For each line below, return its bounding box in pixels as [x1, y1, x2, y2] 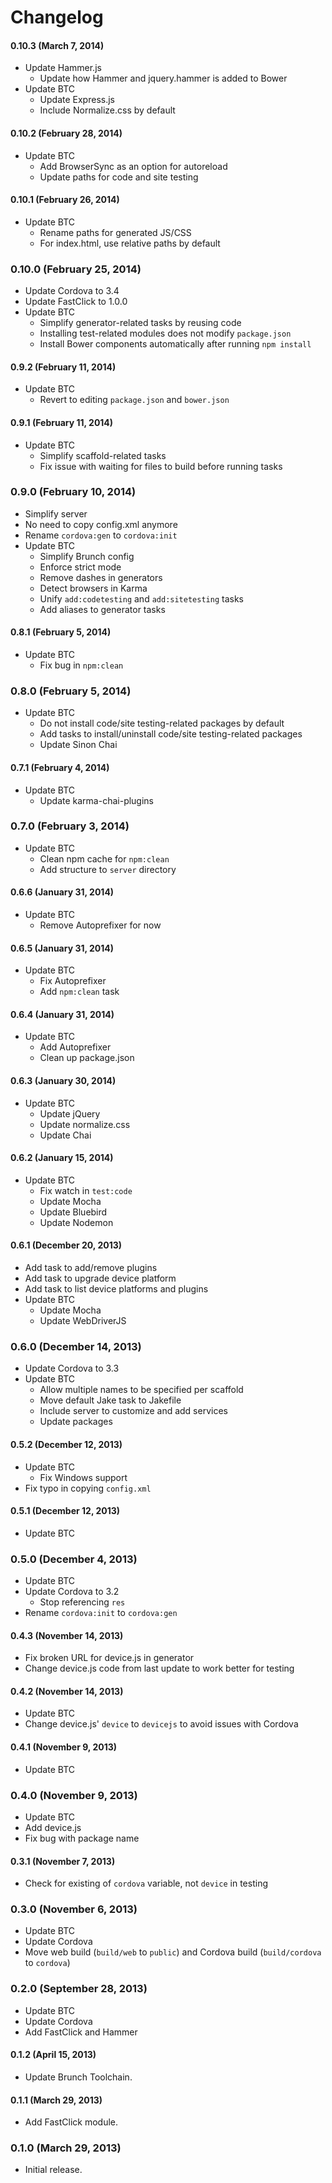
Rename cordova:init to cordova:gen [24, 1607, 178, 1619]
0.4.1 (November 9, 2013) [10, 1741, 118, 1753]
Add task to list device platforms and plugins [24, 1283, 209, 1295]
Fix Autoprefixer [39, 975, 107, 987]
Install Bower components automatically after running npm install [39, 338, 312, 350]
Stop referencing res [39, 1596, 126, 1608]
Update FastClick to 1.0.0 [24, 296, 128, 308]
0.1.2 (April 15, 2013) [10, 2049, 97, 2061]
